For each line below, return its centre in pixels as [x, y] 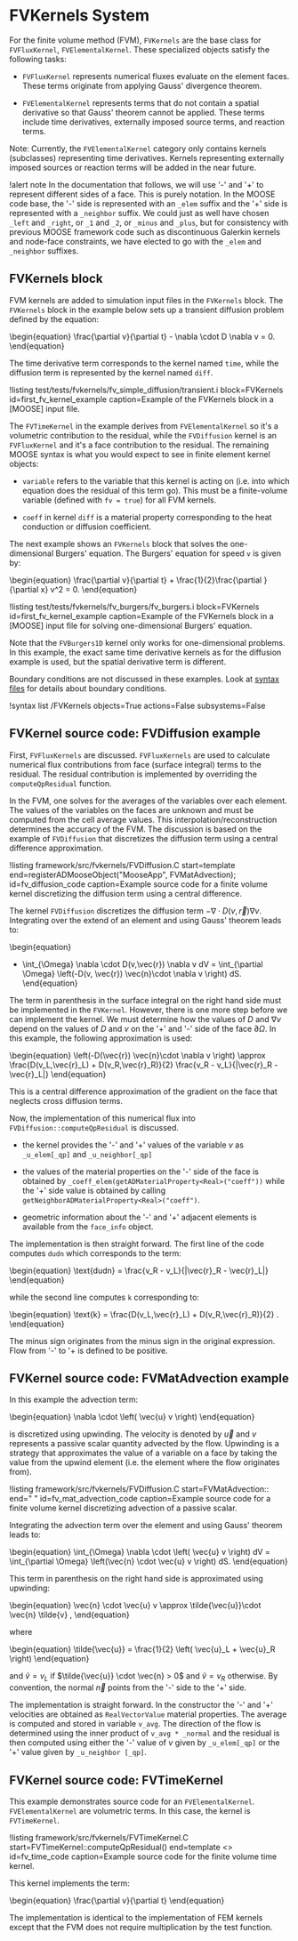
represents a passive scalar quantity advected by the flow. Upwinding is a [144, 1444]
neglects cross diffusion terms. [66, 1100]
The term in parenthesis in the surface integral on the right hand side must [145, 1000]
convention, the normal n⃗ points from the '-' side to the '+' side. [128, 1687]
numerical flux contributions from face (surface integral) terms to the [136, 764]
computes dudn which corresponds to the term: [96, 1253]
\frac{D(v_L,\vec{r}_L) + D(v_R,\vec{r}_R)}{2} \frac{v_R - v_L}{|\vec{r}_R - [144, 1065]
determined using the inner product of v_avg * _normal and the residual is [145, 1733]
